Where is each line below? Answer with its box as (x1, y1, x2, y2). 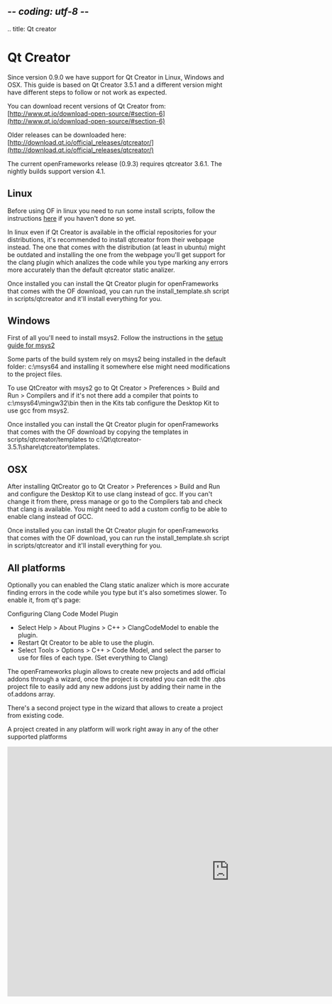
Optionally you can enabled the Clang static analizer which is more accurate (7, 581, 230, 589)
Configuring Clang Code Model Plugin (7, 610, 118, 618)
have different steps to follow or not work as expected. (7, 88, 167, 97)
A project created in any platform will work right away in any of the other (7, 725, 218, 733)
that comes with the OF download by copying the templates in (7, 427, 189, 436)
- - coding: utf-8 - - (7, 6, 89, 18)
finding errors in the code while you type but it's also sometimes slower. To (7, 589, 227, 596)
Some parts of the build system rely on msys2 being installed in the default (7, 355, 226, 364)
